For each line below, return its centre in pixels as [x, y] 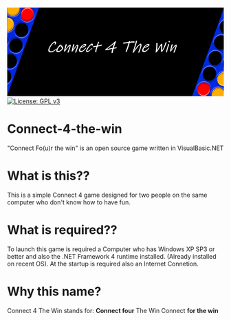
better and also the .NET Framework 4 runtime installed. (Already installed [112, 256]
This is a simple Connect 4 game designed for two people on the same [107, 195]
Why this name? [54, 291]
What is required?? [62, 230]
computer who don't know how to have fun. [69, 202]
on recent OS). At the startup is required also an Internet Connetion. [103, 264]
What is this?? [48, 175]
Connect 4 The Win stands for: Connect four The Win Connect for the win [113, 310]
